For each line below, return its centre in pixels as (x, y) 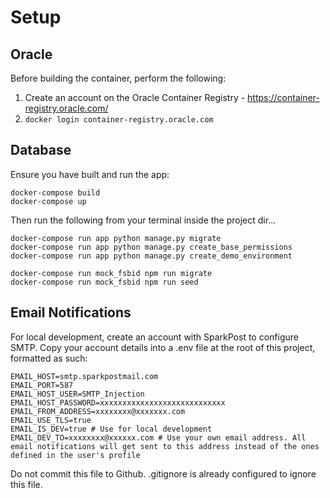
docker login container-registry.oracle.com (119, 120)
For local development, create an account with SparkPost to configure (154, 337)
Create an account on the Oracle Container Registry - (135, 97)
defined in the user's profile (75, 455)
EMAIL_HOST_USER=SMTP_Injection (77, 394)
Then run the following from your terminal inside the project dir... (143, 220)
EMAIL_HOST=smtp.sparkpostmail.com (84, 376)
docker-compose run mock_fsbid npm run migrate (111, 273)
